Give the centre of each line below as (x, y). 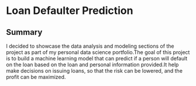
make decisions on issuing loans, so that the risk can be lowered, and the (94, 71)
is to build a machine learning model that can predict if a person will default (97, 58)
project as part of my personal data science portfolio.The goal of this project (98, 52)
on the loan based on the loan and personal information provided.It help (92, 64)
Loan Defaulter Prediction (70, 11)
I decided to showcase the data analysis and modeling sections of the (90, 46)
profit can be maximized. (36, 77)
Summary (24, 32)
